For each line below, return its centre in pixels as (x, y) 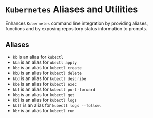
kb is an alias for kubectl (38, 57)
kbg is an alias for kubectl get (44, 94)
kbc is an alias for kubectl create (47, 67)
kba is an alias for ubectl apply (45, 62)
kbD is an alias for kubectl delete (47, 73)
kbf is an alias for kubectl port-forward (54, 89)
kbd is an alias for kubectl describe (49, 78)
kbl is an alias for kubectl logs (45, 100)
